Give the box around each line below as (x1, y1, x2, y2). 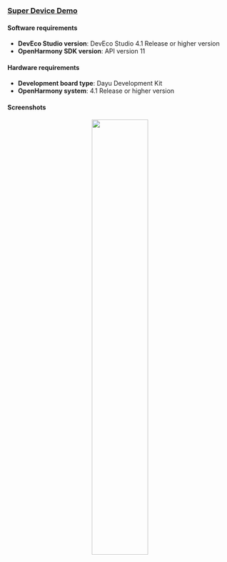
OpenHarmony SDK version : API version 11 (17, 47, 146, 56)
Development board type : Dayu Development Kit (17, 79, 163, 88)
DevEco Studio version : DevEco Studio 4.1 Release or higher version (17, 39, 220, 48)
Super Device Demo (7, 6, 78, 16)
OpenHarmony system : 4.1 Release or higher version (17, 86, 175, 95)
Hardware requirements (7, 63, 80, 71)
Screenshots (7, 103, 46, 111)
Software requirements (7, 24, 78, 32)
